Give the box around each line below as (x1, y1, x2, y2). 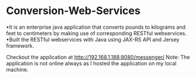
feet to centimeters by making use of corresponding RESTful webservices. (6, 29, 187, 36)
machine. (6, 66, 29, 73)
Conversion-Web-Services (6, 4, 141, 18)
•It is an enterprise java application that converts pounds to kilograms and (6, 23, 186, 30)
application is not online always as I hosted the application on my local (6, 60, 177, 67)
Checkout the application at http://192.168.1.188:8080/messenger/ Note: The (6, 53, 190, 60)
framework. (6, 42, 34, 49)
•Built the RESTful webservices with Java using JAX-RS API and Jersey (6, 36, 180, 43)
